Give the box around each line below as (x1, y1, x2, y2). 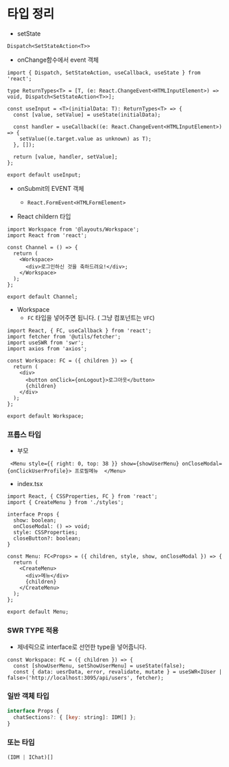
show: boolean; (13, 517, 57, 524)
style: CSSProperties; (13, 529, 78, 536)
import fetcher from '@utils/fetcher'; (7, 333, 121, 340)
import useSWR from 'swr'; (7, 339, 84, 346)
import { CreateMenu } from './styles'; (7, 499, 125, 506)
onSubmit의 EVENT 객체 (16, 184, 84, 192)
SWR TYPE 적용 (7, 626, 59, 635)
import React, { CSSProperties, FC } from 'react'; (7, 493, 158, 500)
